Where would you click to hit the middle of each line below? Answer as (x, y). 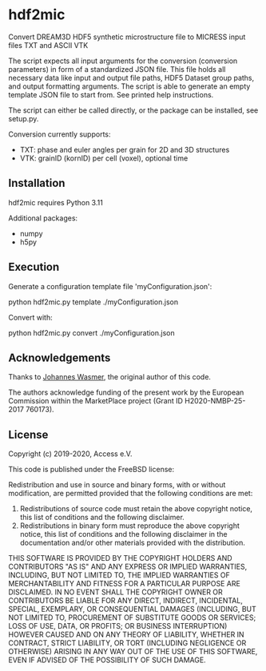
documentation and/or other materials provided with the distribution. (132, 543)
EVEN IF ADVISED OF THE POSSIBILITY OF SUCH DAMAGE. (107, 660)
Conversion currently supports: (60, 134)
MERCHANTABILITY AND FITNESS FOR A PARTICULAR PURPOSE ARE (125, 584)
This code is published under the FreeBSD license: (91, 470)
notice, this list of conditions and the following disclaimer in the (123, 534)
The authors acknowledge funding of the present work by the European (126, 392)
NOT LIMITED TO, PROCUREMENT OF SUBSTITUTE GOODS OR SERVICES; (132, 617)
